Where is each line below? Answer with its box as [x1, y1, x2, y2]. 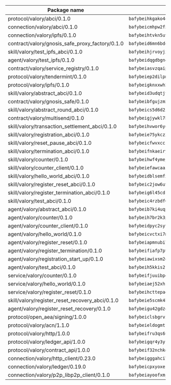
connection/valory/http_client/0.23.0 [8, 355, 96, 362]
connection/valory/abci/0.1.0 [8, 23, 78, 30]
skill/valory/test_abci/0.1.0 [8, 197, 71, 204]
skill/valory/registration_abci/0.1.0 [8, 131, 90, 138]
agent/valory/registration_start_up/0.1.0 [8, 255, 103, 262]
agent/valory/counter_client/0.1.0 [8, 222, 88, 229]
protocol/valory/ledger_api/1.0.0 [8, 339, 85, 345]
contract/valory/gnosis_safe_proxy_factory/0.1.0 [8, 40, 124, 47]
